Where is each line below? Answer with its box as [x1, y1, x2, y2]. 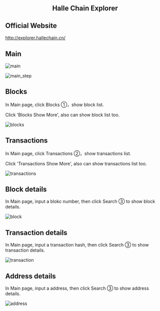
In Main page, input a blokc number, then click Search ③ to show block [5, 198, 155, 204]
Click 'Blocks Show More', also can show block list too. [5, 112, 120, 118]
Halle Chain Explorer [52, 4, 118, 13]
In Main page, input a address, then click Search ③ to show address [5, 285, 149, 291]
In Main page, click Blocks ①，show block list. [5, 101, 104, 108]
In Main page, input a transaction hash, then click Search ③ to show [5, 242, 149, 248]
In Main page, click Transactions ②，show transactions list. [5, 150, 132, 156]
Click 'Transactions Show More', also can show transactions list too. [5, 160, 147, 166]
